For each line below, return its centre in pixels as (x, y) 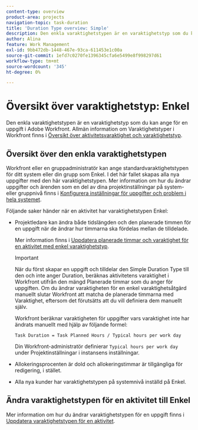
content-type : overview (35, 12)
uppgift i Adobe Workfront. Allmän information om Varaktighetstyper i (90, 129)
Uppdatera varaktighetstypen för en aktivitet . (61, 421)
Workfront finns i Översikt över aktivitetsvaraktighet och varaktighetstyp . (94, 135)
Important (27, 258)
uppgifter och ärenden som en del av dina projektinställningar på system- (95, 187)
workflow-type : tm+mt (33, 61)
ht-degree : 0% (24, 72)
